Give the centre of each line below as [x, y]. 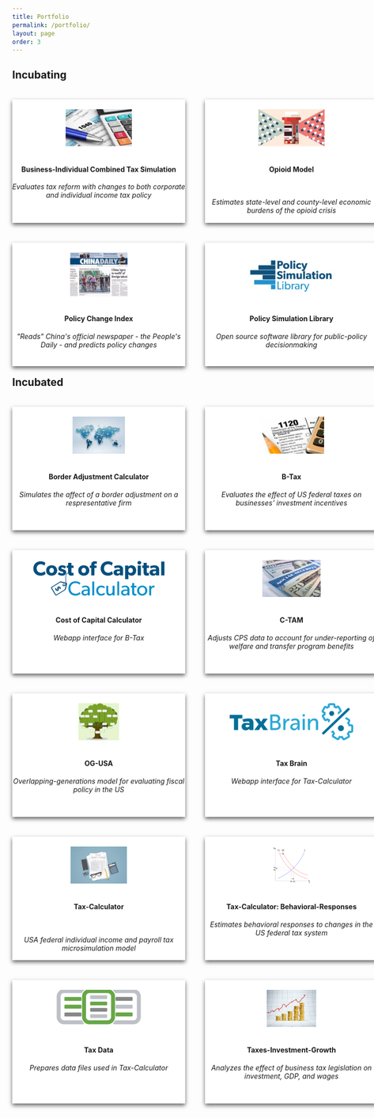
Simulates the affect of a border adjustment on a [99, 494]
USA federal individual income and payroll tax [98, 939]
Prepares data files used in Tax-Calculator [99, 1067]
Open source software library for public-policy [292, 336]
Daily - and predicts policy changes [99, 345]
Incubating [40, 75]
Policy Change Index [99, 319]
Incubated [38, 382]
